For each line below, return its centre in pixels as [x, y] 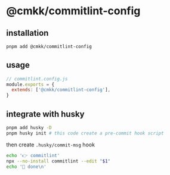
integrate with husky [45, 114]
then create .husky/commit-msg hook [51, 145]
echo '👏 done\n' [26, 167]
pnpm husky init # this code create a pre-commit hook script [85, 133]
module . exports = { [30, 85]
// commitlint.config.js [37, 79]
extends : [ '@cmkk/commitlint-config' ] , [61, 90]
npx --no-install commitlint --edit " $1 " [58, 161]
